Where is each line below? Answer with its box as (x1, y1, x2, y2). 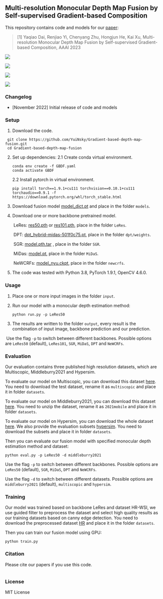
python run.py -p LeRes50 (12, 312, 65, 317)
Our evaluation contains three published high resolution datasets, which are (5, 364, 157, 369)
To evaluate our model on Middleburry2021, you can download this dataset (5, 398, 156, 404)
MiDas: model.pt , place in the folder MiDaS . (13, 251, 99, 256)
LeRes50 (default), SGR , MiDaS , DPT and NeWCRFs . (5, 467, 97, 472)
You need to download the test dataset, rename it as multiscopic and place (5, 384, 156, 390)
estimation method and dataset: (5, 443, 69, 449)
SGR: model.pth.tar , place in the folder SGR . (13, 241, 101, 247)
